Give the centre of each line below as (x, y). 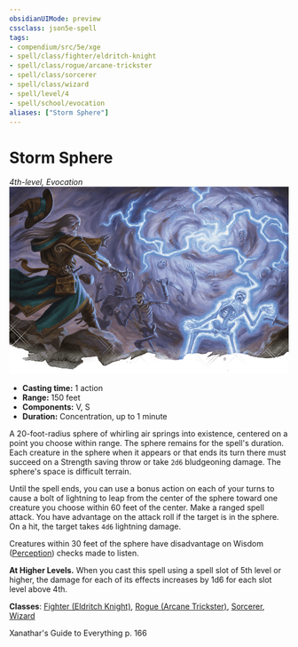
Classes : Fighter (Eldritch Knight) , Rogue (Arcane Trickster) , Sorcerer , (137, 606)
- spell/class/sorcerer (53, 76)
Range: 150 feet (51, 397)
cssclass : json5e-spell (53, 28)
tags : (19, 37)
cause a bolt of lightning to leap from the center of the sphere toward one (143, 498)
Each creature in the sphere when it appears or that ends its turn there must (148, 452)
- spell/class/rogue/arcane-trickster (81, 66)
